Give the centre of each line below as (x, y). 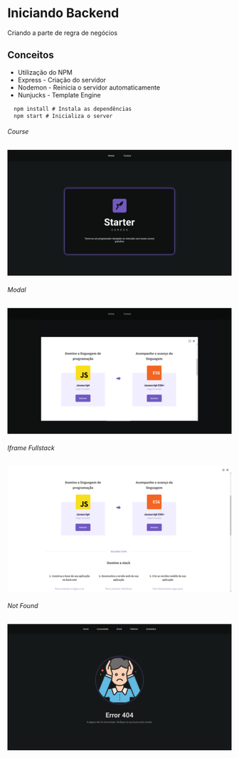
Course (18, 132)
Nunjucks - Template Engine (59, 95)
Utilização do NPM (45, 72)
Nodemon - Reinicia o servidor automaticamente (89, 87)
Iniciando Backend (63, 13)
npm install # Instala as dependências (73, 109)
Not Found (23, 606)
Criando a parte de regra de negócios (63, 33)
